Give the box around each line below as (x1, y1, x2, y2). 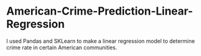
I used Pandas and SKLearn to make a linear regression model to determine (6, 37, 196, 44)
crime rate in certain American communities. (6, 44, 117, 51)
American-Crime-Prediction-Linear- (6, 4, 193, 18)
